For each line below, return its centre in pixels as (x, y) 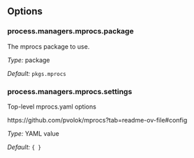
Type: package (29, 60)
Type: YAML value (33, 133)
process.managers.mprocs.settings (70, 91)
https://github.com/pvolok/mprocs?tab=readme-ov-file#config (97, 120)
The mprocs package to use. (48, 46)
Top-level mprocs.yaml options (52, 106)
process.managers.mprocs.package (70, 31)
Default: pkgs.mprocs (37, 73)
